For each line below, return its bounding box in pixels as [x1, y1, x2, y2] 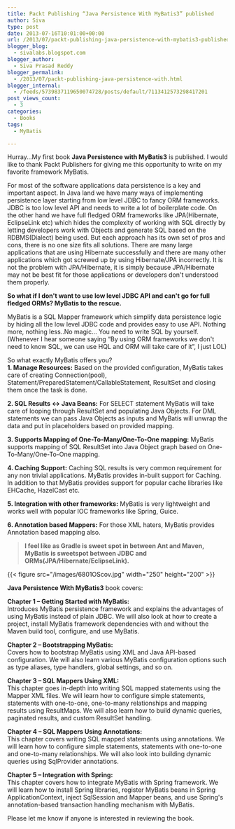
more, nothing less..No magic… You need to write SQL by [7, 327, 173, 336]
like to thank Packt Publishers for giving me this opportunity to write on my [7, 160, 222, 169]
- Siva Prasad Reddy [13, 62, 73, 69]
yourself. [173, 327, 199, 336]
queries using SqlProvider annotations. [7, 758, 119, 766]
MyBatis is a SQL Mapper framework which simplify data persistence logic [7, 313, 222, 321]
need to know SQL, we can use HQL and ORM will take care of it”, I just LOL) [7, 343, 227, 351]
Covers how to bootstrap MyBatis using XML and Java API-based [7, 648, 196, 657]
